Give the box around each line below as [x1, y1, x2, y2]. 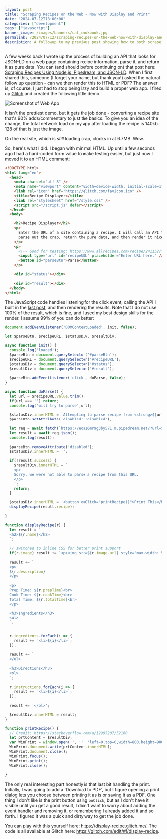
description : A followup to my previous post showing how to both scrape [5, 40, 162, 45]
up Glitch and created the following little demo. [5, 90, 101, 96]
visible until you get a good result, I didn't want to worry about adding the [5, 803, 156, 809]
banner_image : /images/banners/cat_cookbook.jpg [5, 30, 108, 35]
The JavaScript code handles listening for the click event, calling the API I [5, 299, 156, 305]
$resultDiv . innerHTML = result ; [9, 712, 77, 717]
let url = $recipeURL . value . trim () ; [9, 394, 85, 399]
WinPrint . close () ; [9, 763, 48, 768]
